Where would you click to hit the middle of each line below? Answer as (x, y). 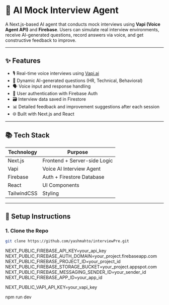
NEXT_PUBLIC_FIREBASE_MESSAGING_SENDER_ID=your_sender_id (76, 272)
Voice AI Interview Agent (72, 169)
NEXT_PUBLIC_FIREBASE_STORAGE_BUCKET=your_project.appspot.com (81, 267)
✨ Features (23, 61)
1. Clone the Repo (27, 231)
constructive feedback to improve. (41, 40)
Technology (23, 152)
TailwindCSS (23, 193)
